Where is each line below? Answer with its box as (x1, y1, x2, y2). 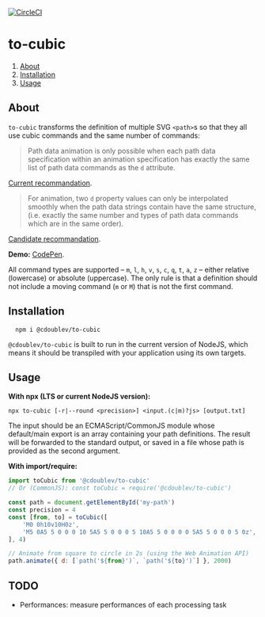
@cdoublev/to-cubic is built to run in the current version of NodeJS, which (8, 339, 248, 348)
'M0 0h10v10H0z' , (22, 520, 80, 528)
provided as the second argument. (8, 446, 121, 455)
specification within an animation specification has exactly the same (27, 154, 251, 164)
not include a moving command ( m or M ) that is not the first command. (8, 281, 233, 291)
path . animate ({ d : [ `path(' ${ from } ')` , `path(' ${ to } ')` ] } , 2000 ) (8, 557, 232, 566)
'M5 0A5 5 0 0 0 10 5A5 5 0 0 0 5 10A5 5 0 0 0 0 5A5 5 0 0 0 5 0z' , (22, 527, 257, 536)
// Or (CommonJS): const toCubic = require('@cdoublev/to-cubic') (8, 484, 232, 493)
